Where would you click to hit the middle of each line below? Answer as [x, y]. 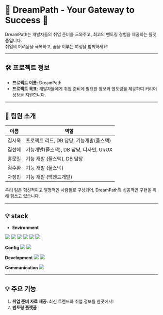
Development [19, 258]
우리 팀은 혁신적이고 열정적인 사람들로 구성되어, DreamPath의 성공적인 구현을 [78, 190]
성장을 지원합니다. [29, 95]
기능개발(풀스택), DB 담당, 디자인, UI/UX [69, 149]
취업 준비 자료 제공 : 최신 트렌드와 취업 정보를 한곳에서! [63, 301]
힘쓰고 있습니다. [25, 196]
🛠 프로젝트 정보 [27, 68]
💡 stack [16, 216]
